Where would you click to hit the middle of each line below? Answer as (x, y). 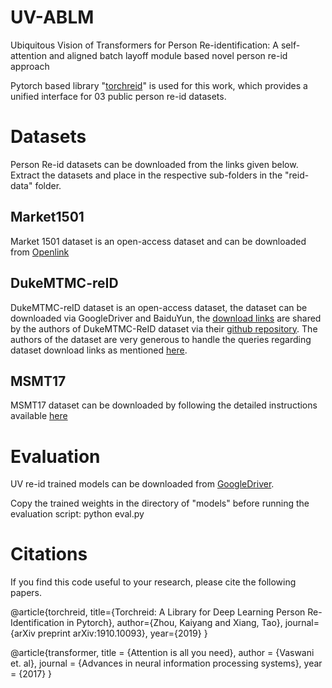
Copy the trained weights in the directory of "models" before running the (160, 503)
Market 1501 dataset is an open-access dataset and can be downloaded (158, 241)
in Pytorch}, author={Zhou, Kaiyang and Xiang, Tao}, (174, 623)
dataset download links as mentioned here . (99, 350)
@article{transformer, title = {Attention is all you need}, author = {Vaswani (162, 653)
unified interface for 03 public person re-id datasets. (118, 96)
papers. (26, 593)
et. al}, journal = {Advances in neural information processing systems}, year (166, 663)
